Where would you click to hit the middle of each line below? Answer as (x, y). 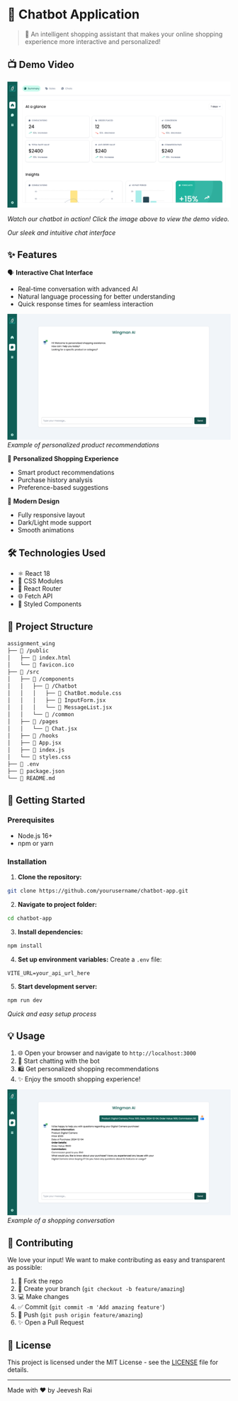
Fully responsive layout (51, 515)
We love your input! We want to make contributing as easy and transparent (116, 1260)
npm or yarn (35, 843)
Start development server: (57, 986)
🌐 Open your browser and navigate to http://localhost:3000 (107, 1053)
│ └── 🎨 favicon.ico (41, 665)
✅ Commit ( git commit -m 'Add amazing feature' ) (91, 1307)
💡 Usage (26, 1036)
